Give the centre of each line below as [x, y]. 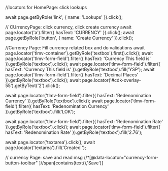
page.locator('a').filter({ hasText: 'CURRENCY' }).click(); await [70, 32]
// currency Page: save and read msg [44, 158]
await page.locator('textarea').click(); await [50, 142]
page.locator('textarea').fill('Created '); [46, 148]
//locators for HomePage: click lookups [46, 7]
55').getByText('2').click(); [33, 85]
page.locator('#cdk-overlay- [111, 80]
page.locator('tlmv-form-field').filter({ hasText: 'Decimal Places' [72, 75]
